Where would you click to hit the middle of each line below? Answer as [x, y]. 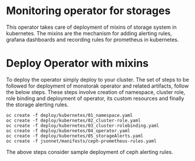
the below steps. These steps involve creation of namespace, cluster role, [96, 92]
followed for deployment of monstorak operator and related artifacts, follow [97, 86]
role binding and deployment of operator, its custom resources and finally [95, 98]
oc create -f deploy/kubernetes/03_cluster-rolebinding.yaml [83, 125]
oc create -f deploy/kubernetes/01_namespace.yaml [70, 115]
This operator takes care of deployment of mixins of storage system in [91, 27]
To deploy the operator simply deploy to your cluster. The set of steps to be [98, 79]
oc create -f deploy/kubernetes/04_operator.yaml [68, 130]
